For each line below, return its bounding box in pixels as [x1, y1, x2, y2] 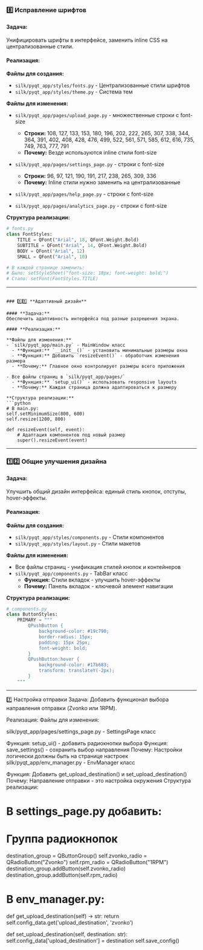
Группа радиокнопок [6, 832, 118, 846]
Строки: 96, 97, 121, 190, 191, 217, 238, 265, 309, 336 [24, 172, 157, 180]
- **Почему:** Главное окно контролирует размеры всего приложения [11, 364, 185, 370]
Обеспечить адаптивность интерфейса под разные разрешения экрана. [6, 316, 180, 322]
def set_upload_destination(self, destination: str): [6, 930, 128, 938]
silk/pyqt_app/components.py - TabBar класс [14, 570, 128, 577]
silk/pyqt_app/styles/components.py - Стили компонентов [14, 533, 164, 541]
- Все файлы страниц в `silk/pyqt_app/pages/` [6, 374, 126, 380]
